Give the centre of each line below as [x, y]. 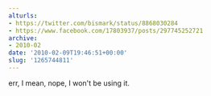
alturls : [23, 16]
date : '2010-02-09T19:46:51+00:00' [68, 53]
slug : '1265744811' [41, 61]
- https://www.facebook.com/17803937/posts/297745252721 [106, 30]
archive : [23, 38]
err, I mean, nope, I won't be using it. [69, 83]
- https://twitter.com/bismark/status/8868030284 [93, 23]
